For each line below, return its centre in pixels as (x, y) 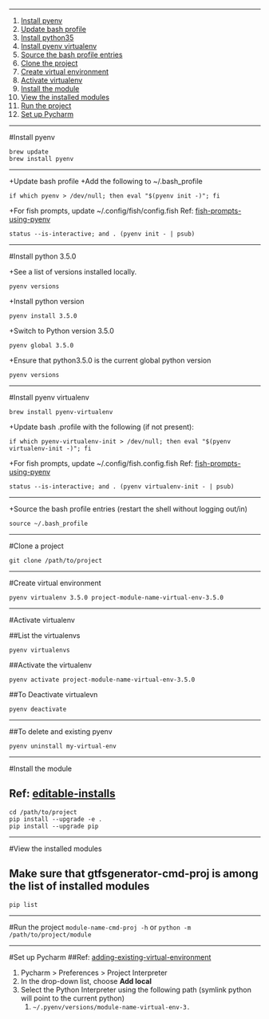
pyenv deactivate (38, 709)
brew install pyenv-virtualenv (61, 412)
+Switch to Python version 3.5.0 (62, 331)
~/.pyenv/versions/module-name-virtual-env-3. (111, 1007)
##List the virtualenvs (45, 636)
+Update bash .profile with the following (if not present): (101, 427)
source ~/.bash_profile (49, 524)
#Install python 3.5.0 (43, 256)
